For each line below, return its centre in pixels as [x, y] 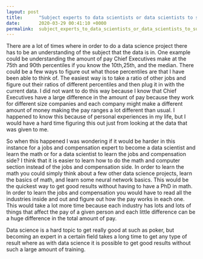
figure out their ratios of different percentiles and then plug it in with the [95, 85]
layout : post [23, 12]
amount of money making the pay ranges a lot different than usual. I [91, 110]
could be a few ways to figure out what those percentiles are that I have [95, 72]
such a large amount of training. [46, 249]
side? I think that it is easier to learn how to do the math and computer [93, 160]
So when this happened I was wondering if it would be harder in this [91, 141]
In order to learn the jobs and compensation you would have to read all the [99, 193]
